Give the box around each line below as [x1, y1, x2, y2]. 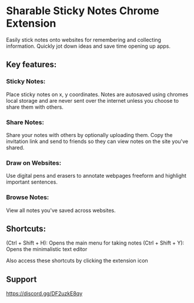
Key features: [6, 60, 57, 70]
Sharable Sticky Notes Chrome [6, 4, 160, 18]
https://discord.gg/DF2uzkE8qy [6, 290, 83, 297]
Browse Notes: [6, 193, 49, 201]
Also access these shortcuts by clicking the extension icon [6, 257, 148, 264]
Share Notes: [6, 118, 44, 126]
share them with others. [6, 103, 63, 110]
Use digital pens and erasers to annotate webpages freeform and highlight [6, 172, 187, 180]
